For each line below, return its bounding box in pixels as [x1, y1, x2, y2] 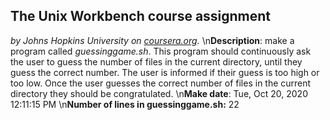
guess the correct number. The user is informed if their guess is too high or [10, 66, 320, 78]
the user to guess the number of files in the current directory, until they [10, 55, 303, 68]
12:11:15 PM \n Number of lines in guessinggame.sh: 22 [10, 98, 240, 110]
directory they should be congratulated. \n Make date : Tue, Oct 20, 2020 [10, 87, 308, 99]
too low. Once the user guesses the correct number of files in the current [10, 77, 312, 89]
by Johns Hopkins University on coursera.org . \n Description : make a [10, 34, 295, 46]
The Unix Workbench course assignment [10, 8, 272, 25]
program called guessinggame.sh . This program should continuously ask [10, 45, 312, 57]
